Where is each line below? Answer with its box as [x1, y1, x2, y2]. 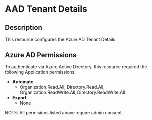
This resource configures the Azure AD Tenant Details [5, 36, 116, 42]
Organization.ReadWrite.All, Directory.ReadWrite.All [19, 89, 125, 95]
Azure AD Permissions [5, 51, 76, 59]
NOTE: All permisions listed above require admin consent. [5, 109, 123, 115]
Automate [12, 78, 34, 85]
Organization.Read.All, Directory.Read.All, [19, 84, 105, 90]
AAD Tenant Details [5, 3, 88, 15]
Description [5, 23, 42, 32]
